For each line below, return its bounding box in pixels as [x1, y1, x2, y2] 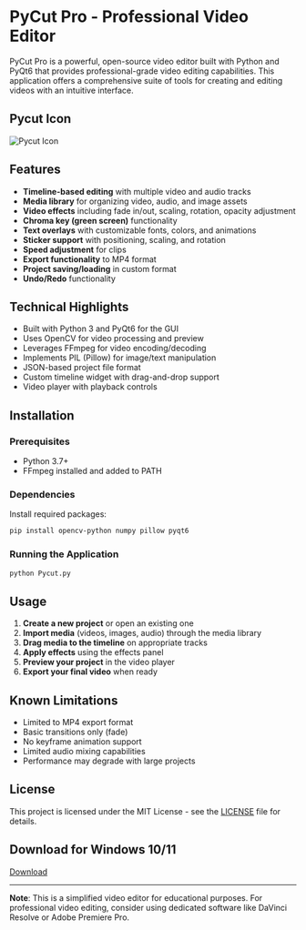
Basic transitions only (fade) [22, 726, 128, 738]
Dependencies [9, 488, 76, 500]
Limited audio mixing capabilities [22, 746, 146, 757]
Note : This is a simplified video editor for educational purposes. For [9, 892, 263, 903]
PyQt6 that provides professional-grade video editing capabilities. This [9, 66, 275, 76]
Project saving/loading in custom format [22, 263, 177, 274]
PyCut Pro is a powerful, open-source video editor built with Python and [9, 56, 280, 66]
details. [9, 815, 37, 826]
